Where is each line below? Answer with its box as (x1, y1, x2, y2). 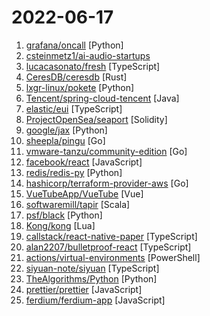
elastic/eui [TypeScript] (25, 102, 123, 115)
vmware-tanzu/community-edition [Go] (25, 145, 188, 157)
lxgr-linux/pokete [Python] (25, 81, 135, 93)
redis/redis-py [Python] (25, 166, 123, 178)
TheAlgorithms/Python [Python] (25, 272, 158, 285)
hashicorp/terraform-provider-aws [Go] (25, 177, 189, 189)
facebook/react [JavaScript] (25, 156, 143, 168)
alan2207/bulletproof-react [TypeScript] (25, 241, 192, 253)
